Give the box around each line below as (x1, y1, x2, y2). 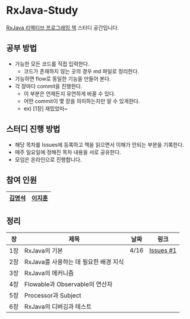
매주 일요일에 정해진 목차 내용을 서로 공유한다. (14, 148, 122, 156)
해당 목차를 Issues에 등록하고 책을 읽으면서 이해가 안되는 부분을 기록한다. (14, 141, 185, 148)
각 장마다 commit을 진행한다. (14, 82, 83, 89)
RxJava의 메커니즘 (24, 269, 74, 277)
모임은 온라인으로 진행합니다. (14, 156, 82, 163)
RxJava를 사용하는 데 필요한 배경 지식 (24, 258, 124, 266)
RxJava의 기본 (24, 247, 64, 255)
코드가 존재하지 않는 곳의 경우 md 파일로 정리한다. (23, 67, 140, 75)
